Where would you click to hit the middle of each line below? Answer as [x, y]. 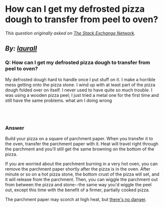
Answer [15, 128]
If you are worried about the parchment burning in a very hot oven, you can [82, 164]
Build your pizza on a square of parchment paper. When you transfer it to [79, 138]
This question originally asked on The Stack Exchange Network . [70, 33]
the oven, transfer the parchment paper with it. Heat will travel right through [82, 144]
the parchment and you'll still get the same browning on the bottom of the [80, 149]
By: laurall [21, 48]
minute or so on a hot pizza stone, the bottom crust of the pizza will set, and [82, 174]
